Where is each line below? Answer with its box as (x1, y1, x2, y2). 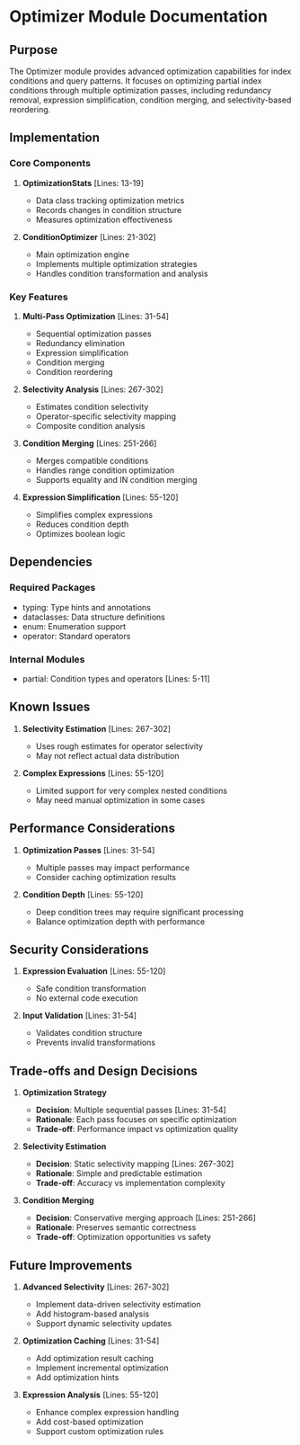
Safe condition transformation (35, 983, 146, 995)
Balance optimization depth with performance (35, 915, 206, 927)
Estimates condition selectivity (35, 401, 149, 412)
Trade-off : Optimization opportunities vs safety (35, 1232, 212, 1243)
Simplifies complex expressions (35, 509, 154, 520)
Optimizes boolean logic (35, 528, 126, 539)
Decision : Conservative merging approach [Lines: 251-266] (35, 1212, 256, 1224)
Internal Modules (9, 653, 85, 665)
